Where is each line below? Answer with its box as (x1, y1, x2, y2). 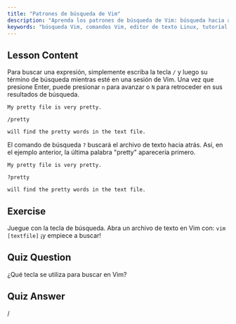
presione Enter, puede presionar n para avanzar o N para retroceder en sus (7, 83, 223, 91)
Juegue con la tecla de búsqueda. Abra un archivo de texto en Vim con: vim (7, 224, 226, 232)
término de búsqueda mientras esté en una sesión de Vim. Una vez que (7, 75, 214, 84)
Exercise (7, 205, 46, 217)
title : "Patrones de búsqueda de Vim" (7, 10, 121, 18)
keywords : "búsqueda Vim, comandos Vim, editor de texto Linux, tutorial (7, 23, 228, 30)
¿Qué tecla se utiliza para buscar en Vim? (7, 270, 128, 278)
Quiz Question (7, 252, 72, 264)
